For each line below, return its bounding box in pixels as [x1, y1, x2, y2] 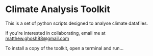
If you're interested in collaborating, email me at [5, 30, 106, 36]
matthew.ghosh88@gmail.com [5, 35, 69, 41]
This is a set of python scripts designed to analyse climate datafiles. [5, 20, 148, 26]
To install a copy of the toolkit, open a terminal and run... [5, 45, 124, 51]
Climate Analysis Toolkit [5, 4, 111, 15]
